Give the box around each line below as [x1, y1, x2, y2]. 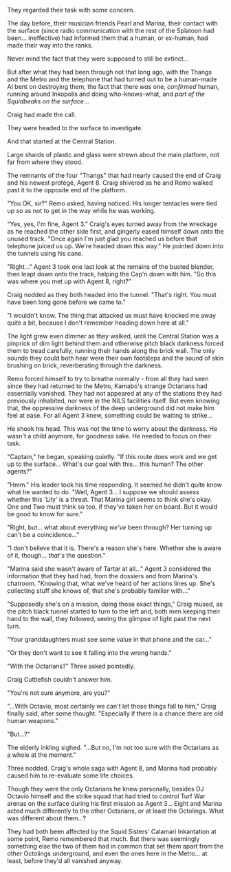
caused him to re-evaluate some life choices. [7, 771, 135, 780]
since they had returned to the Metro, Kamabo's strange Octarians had [7, 382, 208, 390]
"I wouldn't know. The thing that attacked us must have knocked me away [7, 312, 217, 319]
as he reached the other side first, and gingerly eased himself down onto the [7, 227, 224, 235]
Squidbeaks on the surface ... [7, 97, 89, 105]
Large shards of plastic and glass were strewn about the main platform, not [7, 151, 220, 159]
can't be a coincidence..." [7, 531, 80, 538]
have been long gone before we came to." [7, 298, 126, 306]
